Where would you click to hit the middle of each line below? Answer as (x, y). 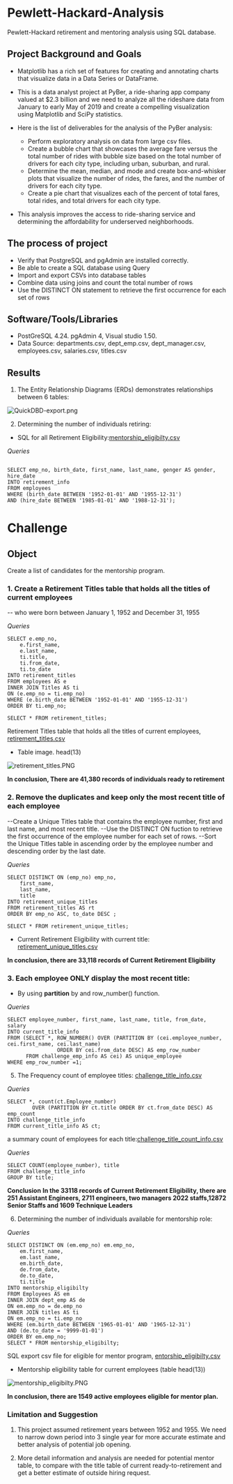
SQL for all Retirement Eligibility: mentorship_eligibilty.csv (99, 438)
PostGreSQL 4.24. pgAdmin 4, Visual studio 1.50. (87, 336)
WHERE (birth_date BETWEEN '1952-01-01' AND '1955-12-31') (95, 495)
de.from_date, (40, 1270)
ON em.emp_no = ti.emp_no (45, 1319)
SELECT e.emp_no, (32, 639)
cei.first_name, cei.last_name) (54, 1044)
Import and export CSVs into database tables (81, 275)
